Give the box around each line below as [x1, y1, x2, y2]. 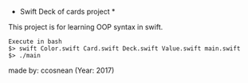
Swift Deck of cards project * [19, 7, 116, 16]
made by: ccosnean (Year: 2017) [8, 65, 115, 75]
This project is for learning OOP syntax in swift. [8, 22, 163, 31]
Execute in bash [8, 38, 62, 45]
